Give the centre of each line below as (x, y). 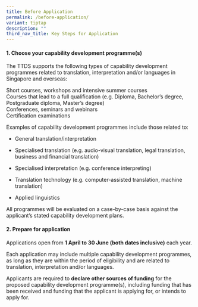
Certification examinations (38, 116)
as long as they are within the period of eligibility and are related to (88, 261)
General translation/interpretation (56, 139)
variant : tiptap (26, 23)
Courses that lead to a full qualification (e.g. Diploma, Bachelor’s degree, (95, 97)
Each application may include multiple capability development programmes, (99, 254)
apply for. (18, 297)
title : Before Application (40, 12)
